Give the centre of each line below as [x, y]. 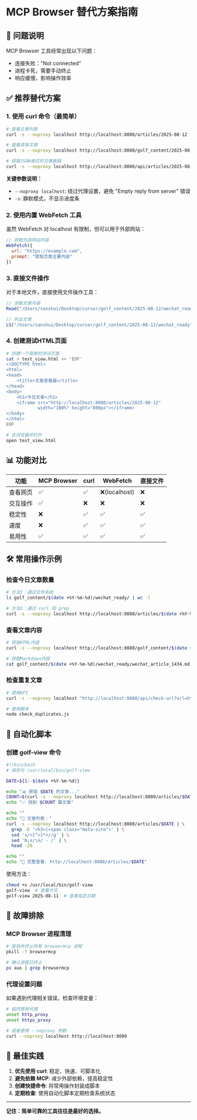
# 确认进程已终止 [24, 963]
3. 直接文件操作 [28, 278]
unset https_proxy [28, 1020]
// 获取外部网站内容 [28, 240]
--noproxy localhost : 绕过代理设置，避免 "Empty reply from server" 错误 [102, 191]
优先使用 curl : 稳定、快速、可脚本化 [57, 1071]
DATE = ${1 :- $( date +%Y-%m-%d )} [43, 781]
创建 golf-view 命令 [34, 752]
